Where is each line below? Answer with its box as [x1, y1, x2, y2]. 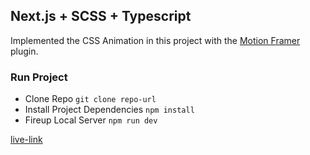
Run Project [10, 70, 68, 84]
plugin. [10, 45, 39, 57]
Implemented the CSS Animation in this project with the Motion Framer [10, 34, 301, 46]
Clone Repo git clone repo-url [24, 93, 157, 105]
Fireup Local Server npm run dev [24, 114, 158, 126]
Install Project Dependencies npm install [24, 104, 195, 116]
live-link [10, 134, 43, 146]
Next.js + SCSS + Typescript [10, 8, 192, 25]
